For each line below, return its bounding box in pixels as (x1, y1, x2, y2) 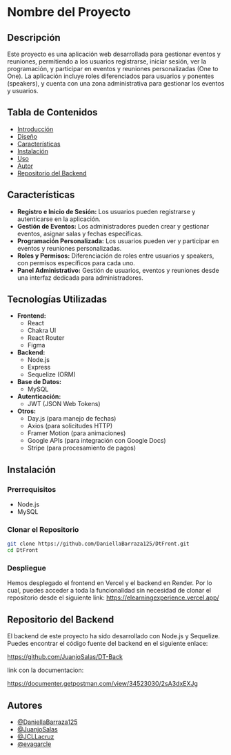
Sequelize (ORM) (27, 370, 76, 379)
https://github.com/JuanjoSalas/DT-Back (7, 653, 123, 661)
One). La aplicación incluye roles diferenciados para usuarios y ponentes (7, 72, 214, 80)
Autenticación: (17, 392, 61, 401)
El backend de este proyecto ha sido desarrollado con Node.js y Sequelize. (7, 632, 221, 640)
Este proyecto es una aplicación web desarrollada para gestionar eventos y (7, 50, 221, 58)
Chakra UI (27, 326, 57, 335)
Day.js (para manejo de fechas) (27, 414, 117, 423)
